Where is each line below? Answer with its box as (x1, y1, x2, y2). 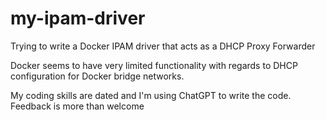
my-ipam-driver (10, 7, 146, 30)
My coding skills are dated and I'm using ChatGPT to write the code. (10, 89, 292, 101)
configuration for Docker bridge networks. (10, 70, 185, 82)
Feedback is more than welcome (10, 100, 145, 112)
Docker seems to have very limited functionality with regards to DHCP (10, 59, 298, 71)
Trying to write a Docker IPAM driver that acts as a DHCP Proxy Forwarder (10, 40, 316, 52)
